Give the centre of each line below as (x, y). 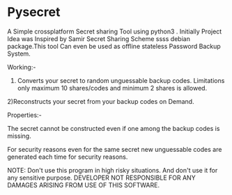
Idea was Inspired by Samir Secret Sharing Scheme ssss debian (99, 38)
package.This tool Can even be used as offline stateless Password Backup (114, 46)
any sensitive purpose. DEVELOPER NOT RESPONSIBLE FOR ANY (102, 178)
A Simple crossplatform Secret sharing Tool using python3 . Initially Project (115, 31)
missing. (19, 136)
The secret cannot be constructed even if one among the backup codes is (114, 128)
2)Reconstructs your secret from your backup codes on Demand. (101, 101)
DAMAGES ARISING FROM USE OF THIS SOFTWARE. (84, 185)
